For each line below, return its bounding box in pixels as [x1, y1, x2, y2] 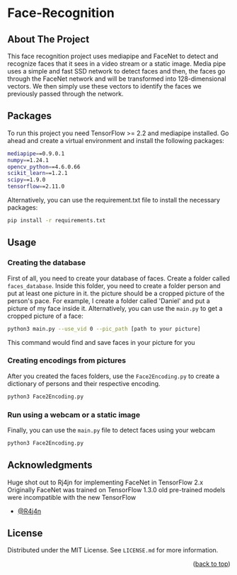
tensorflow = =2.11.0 [7, 183, 65, 190]
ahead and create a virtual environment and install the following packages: [7, 136, 225, 144]
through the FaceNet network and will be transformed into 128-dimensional [7, 74, 226, 83]
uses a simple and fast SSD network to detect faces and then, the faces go [7, 67, 226, 75]
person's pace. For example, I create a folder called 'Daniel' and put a [7, 296, 210, 305]
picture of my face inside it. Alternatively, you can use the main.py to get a [7, 304, 223, 312]
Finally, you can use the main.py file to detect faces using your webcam [7, 426, 216, 434]
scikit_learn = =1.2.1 [7, 170, 69, 177]
